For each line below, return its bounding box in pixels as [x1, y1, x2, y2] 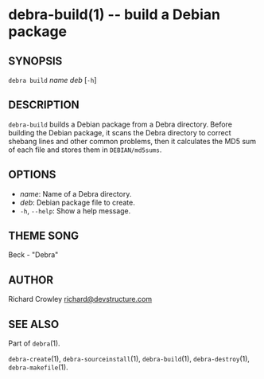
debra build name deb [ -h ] [8, 76, 97, 84]
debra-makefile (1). [8, 362, 69, 372]
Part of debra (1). [8, 338, 61, 348]
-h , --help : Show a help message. [19, 205, 131, 216]
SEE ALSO [8, 317, 60, 331]
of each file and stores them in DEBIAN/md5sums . [8, 145, 162, 154]
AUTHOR [8, 273, 54, 287]
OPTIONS [8, 168, 56, 182]
